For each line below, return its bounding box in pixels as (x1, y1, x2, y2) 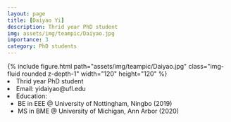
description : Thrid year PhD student (7, 23, 118, 30)
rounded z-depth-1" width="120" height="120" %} (21, 69, 168, 78)
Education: (16, 92, 47, 100)
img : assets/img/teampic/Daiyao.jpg (7, 29, 115, 37)
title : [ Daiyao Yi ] (7, 17, 65, 24)
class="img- (188, 62, 224, 70)
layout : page (7, 10, 46, 18)
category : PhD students (7, 43, 77, 50)
